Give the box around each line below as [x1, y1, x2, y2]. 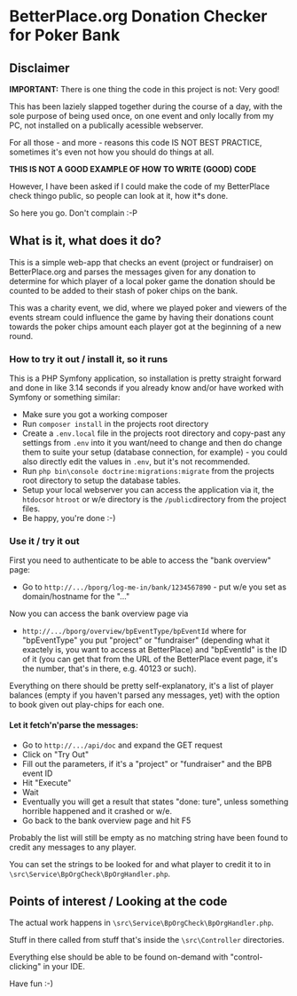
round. [9, 330, 34, 341]
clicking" [9, 961, 42, 972]
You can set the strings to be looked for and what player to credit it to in [9, 858, 271, 869]
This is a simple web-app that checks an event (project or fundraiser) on [9, 257, 274, 267]
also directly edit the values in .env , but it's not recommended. [21, 456, 251, 467]
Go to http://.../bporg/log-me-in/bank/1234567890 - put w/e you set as [21, 581, 286, 592]
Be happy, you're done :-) [21, 513, 116, 524]
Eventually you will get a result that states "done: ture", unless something [21, 796, 289, 807]
